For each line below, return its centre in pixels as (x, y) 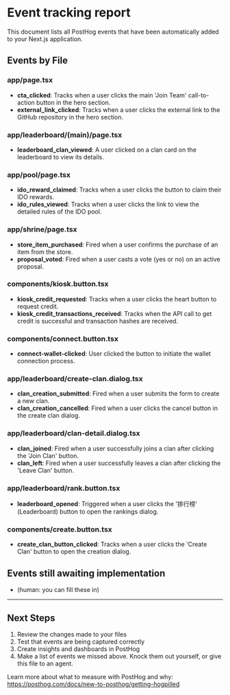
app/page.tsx (30, 80)
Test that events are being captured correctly (81, 641)
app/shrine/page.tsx (42, 229)
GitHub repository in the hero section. (70, 117)
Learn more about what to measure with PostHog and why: (90, 676)
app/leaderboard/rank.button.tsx (64, 488)
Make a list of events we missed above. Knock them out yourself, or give (119, 656)
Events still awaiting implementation (86, 573)
